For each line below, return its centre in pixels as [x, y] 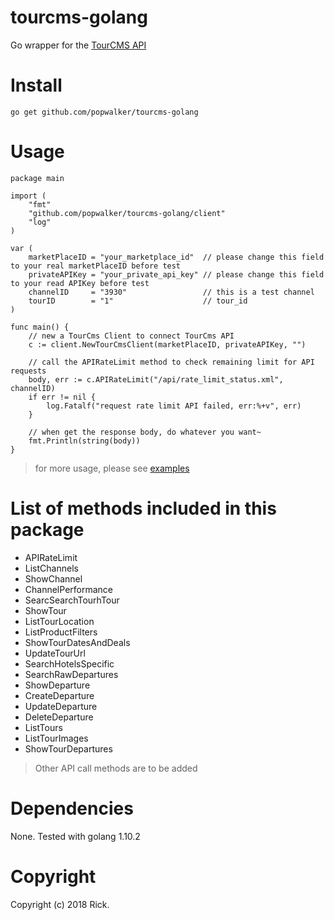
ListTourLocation [59, 621]
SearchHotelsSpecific [69, 663]
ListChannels [51, 568]
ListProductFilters [61, 632]
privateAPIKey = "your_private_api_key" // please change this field [176, 274]
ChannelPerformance [68, 589]
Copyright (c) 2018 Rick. [60, 904]
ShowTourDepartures [68, 748]
